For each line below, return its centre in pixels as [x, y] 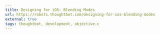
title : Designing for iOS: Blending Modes [50, 10]
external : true [21, 19]
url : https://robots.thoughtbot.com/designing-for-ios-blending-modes [80, 14]
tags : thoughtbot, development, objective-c [52, 24]
